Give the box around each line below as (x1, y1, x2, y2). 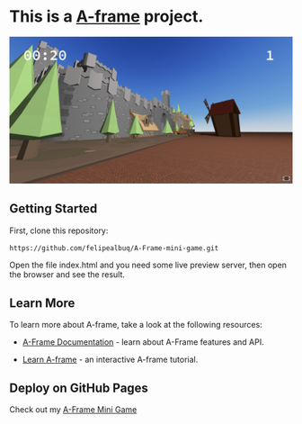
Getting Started (9, 201, 98, 217)
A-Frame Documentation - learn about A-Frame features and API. (22, 337, 264, 347)
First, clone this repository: (9, 225, 109, 236)
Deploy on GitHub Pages (9, 380, 148, 395)
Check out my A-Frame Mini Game (9, 404, 138, 415)
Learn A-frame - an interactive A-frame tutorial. (22, 354, 199, 365)
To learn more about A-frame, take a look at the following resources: (9, 320, 262, 330)
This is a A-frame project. (9, 6, 204, 27)
